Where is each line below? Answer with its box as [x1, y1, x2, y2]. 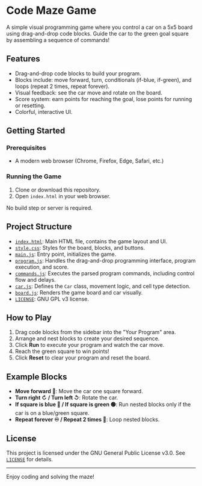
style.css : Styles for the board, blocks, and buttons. [14, 244, 145, 251]
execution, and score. [14, 263, 69, 270]
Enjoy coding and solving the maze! [6, 473, 94, 480]
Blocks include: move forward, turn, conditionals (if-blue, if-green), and [14, 76, 192, 83]
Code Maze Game [6, 4, 97, 17]
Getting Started [6, 126, 66, 136]
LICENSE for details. [6, 455, 53, 463]
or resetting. [14, 102, 46, 109]
